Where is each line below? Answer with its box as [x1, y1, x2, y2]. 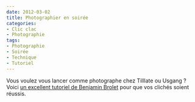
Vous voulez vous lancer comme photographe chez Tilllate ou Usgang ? [6, 77, 187, 84]
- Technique [6, 54, 37, 60]
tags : [6, 37, 20, 43]
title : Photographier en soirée [6, 15, 88, 21]
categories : [6, 20, 37, 26]
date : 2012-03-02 [6, 9, 51, 15]
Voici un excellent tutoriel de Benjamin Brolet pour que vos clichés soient [6, 83, 190, 90]
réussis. [6, 90, 26, 97]
